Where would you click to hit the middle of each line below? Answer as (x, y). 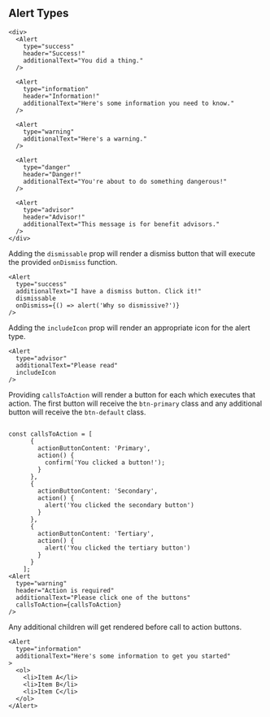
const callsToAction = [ (50, 434)
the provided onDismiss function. (63, 262)
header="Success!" (54, 53)
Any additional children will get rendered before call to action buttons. (125, 627)
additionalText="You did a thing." (83, 60)
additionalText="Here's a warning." (85, 139)
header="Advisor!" (54, 217)
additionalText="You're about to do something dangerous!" (125, 181)
